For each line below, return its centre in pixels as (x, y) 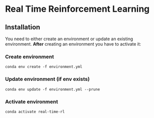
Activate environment (31, 101)
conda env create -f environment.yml (44, 67)
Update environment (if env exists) (47, 79)
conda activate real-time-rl (35, 112)
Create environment (30, 56)
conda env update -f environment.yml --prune (52, 89)
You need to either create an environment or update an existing (69, 39)
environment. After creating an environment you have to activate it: (73, 44)
